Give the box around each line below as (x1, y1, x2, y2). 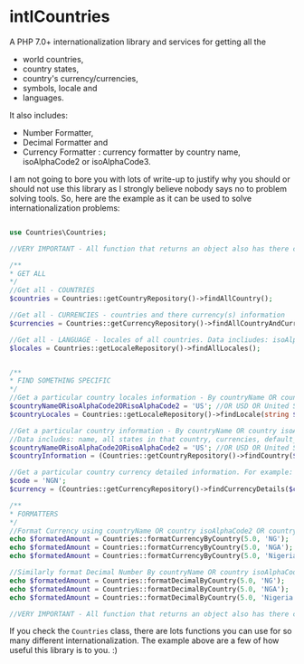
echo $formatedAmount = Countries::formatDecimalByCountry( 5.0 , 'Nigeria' (9, 593, 298, 602)
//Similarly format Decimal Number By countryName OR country (9, 568, 249, 577)
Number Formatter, (22, 127, 94, 138)
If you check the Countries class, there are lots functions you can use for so (9, 626, 292, 637)
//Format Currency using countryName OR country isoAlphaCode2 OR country (9, 526, 298, 536)
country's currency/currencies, (22, 72, 138, 83)
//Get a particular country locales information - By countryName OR (9, 394, 278, 403)
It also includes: (9, 109, 68, 120)
